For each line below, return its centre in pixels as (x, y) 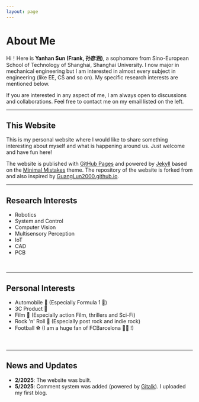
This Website (31, 125)
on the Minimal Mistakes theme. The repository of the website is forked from (99, 170)
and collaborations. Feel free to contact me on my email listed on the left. (95, 101)
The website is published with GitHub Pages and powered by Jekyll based (97, 164)
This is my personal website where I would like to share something (87, 140)
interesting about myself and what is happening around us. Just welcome (96, 146)
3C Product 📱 (31, 309)
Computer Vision (35, 227)
